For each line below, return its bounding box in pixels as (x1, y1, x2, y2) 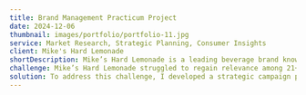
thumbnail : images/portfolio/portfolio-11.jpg (9, 30, 189, 39)
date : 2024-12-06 (9, 22, 76, 31)
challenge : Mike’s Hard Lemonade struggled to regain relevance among (9, 64, 283, 73)
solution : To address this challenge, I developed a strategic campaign (9, 72, 291, 81)
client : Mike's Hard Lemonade (9, 47, 125, 56)
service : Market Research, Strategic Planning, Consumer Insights (9, 38, 267, 48)
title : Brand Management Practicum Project (9, 13, 178, 23)
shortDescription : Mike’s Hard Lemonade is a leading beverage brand (9, 55, 280, 64)
